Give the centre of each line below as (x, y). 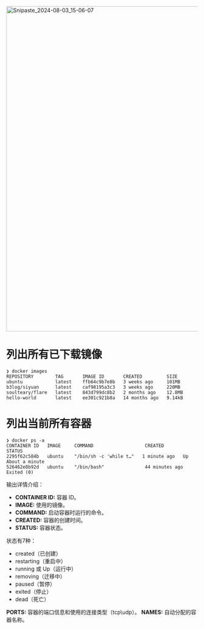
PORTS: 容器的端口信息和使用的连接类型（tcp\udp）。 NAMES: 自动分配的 (99, 612)
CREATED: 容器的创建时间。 (50, 520)
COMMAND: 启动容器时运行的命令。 (61, 512)
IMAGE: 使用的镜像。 (42, 505)
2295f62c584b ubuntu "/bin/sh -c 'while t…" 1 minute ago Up (97, 456)
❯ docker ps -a (25, 440)
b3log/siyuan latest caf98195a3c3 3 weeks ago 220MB (93, 387)
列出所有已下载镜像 (54, 355)
